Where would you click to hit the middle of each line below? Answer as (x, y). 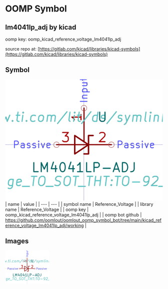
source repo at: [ (22, 49)
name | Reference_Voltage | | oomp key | (47, 210)
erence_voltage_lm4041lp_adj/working (44, 225)
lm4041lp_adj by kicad (41, 27)
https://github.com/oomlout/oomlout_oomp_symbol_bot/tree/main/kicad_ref (83, 220)
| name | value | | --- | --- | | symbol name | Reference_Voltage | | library (79, 204)
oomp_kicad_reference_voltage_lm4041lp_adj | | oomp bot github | (73, 215)
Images (17, 241)
